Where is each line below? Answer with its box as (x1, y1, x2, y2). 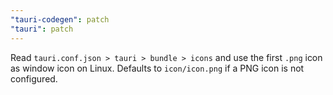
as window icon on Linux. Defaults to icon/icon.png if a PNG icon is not (10, 62, 305, 74)
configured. (10, 72, 58, 85)
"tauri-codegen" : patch (10, 14, 110, 25)
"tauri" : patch (10, 24, 74, 34)
